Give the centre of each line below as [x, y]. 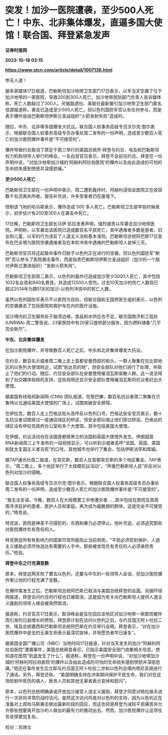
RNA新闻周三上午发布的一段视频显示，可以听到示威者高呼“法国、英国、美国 [83, 443]
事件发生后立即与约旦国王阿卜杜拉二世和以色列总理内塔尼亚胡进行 [94, 668]
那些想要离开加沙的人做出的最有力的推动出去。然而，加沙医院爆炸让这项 [84, 710]
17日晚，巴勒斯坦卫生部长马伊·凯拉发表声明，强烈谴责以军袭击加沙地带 [78, 223]
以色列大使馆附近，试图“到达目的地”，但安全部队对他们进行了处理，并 [86, 367]
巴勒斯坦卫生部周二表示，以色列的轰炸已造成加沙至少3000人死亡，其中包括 [83, 276]
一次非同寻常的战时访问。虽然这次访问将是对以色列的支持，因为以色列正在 [86, 697]
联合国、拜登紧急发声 [67, 35]
